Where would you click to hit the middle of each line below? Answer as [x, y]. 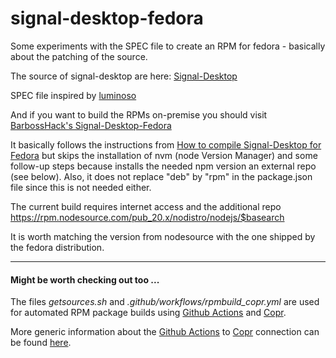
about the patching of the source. [79, 56]
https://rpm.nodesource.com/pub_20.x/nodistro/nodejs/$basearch [147, 217]
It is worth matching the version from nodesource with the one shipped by [163, 236]
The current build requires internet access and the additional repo [146, 206]
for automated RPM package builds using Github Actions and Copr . [148, 313]
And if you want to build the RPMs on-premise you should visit [139, 114]
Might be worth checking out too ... [85, 279]
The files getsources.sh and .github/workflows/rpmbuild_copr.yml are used [165, 302]
